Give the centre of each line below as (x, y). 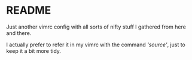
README (29, 10)
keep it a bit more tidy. (34, 50)
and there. (19, 33)
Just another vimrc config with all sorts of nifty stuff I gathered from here (96, 27)
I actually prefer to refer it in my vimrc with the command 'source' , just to (96, 45)
